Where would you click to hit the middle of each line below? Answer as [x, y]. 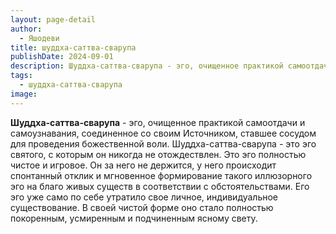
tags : [21, 76]
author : [26, 29]
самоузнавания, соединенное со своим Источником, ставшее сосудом [163, 133]
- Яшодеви [39, 38]
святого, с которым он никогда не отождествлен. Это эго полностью [158, 154]
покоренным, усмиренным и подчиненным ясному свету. [134, 218]
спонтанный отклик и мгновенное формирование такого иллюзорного [161, 175]
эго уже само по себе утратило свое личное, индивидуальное [144, 197]
